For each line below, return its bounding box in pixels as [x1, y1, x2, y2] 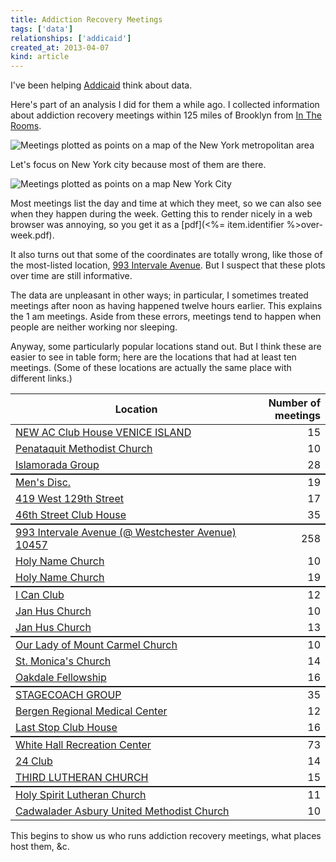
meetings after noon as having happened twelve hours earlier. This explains [10, 300, 323, 312]
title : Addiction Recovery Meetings [10, 14, 163, 25]
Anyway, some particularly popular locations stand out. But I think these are [10, 341, 322, 353]
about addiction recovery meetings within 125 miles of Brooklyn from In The [10, 109, 323, 121]
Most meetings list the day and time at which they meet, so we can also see [10, 197, 322, 210]
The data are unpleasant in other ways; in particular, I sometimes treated [10, 289, 309, 301]
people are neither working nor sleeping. [10, 321, 178, 333]
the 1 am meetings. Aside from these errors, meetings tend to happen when [10, 311, 322, 323]
